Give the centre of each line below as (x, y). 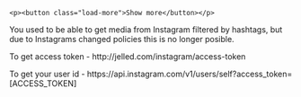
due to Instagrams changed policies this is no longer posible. (122, 39)
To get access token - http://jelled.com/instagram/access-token (128, 57)
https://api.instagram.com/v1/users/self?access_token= (190, 74)
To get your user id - (47, 74)
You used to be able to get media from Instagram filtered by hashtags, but (146, 30)
